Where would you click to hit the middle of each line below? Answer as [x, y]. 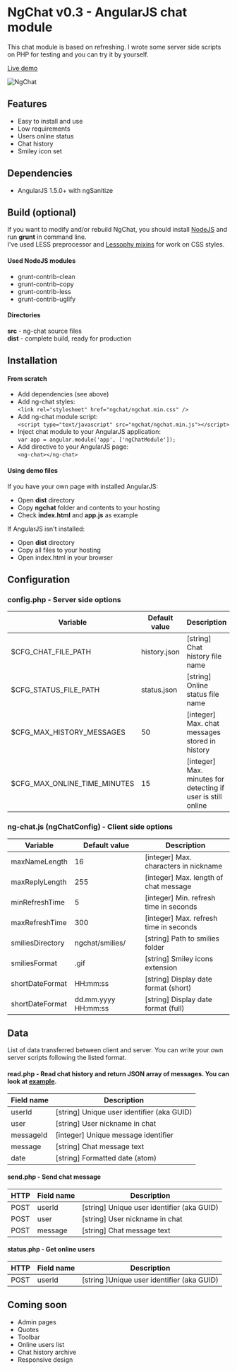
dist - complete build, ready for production [69, 338]
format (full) [164, 1008]
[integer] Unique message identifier [115, 1135]
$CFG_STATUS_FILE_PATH [55, 690]
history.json [160, 652]
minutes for [205, 779]
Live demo [23, 68]
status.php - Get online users [51, 1249]
